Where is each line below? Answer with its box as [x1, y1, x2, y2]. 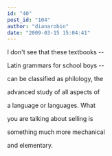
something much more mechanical [7, 128, 105, 136]
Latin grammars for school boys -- [7, 61, 104, 69]
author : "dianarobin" [7, 23, 69, 30]
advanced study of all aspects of [7, 88, 100, 96]
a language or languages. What [7, 101, 96, 110]
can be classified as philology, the [7, 75, 104, 83]
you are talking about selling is [7, 115, 93, 123]
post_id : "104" [7, 16, 51, 23]
